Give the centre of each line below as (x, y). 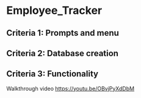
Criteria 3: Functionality (52, 74)
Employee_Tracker (54, 11)
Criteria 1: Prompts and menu (63, 33)
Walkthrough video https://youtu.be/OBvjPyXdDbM (70, 88)
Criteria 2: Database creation (63, 53)
